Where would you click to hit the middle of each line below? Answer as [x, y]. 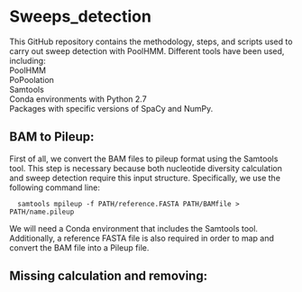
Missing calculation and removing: [109, 276]
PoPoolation [32, 79]
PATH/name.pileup [42, 212]
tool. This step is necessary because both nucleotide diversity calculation [146, 168]
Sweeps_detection [80, 17]
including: [28, 60]
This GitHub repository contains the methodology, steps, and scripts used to [151, 41]
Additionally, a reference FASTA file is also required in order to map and [142, 238]
